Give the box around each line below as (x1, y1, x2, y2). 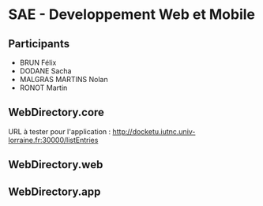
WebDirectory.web (8, 158, 103, 171)
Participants (8, 37, 70, 51)
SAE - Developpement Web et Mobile (8, 6, 255, 24)
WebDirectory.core (8, 106, 105, 119)
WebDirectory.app (8, 185, 101, 198)
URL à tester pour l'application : (8, 126, 111, 136)
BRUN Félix (19, 58, 57, 67)
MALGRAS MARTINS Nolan (19, 75, 108, 84)
